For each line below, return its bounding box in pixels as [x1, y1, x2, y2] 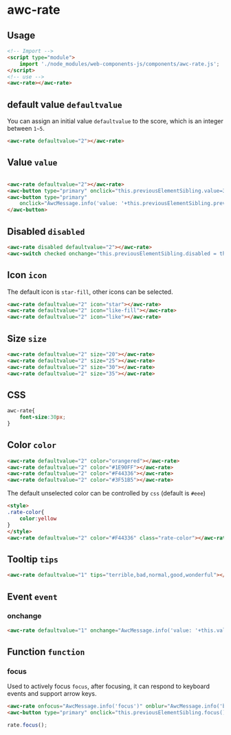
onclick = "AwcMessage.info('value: [19, 200, 118, 207]
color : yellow [19, 515, 57, 522]
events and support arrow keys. [7, 690, 98, 698]
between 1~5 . [7, 125, 45, 133]
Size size [7, 332, 47, 344]
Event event [7, 590, 58, 602]
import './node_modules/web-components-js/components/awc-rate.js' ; [19, 61, 220, 67]
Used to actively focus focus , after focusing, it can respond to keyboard [7, 682, 210, 690]
